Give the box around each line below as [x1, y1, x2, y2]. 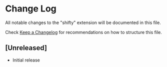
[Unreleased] [5, 43, 47, 52]
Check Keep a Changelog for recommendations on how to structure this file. [5, 29, 162, 35]
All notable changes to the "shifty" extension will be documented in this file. [5, 19, 161, 25]
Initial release [12, 57, 40, 63]
